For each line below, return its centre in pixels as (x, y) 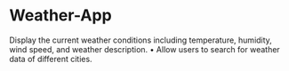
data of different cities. (51, 59)
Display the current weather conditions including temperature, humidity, (141, 40)
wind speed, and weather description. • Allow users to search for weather (144, 49)
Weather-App (61, 16)
